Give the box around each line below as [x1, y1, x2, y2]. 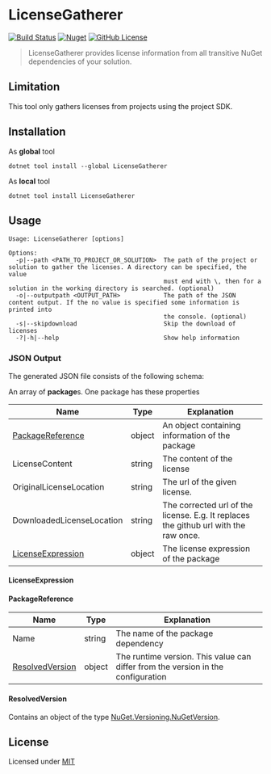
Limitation [8, 80, 60, 94]
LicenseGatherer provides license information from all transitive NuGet [27, 48, 263, 57]
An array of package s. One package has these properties [8, 386, 200, 397]
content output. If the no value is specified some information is [8, 299, 240, 307]
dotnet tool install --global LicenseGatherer [8, 162, 168, 170]
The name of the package [115, 628, 214, 639]
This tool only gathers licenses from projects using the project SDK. [8, 101, 233, 111]
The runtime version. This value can [115, 651, 252, 663]
